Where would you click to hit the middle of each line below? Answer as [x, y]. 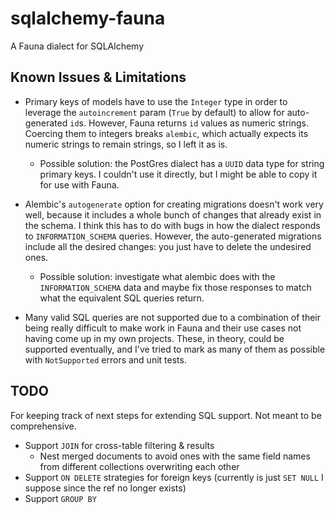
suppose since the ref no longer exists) [105, 488]
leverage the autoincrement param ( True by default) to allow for [154, 112]
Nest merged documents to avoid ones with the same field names [175, 456]
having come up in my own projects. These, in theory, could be [154, 338]
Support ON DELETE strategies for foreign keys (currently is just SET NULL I [174, 477]
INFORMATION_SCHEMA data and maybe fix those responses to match [175, 287]
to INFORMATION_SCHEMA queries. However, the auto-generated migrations [173, 236]
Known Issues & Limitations [98, 77]
